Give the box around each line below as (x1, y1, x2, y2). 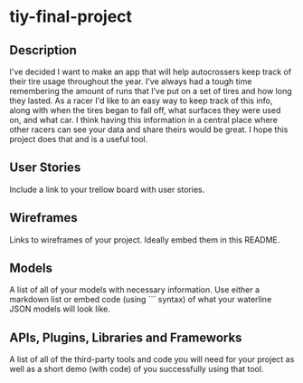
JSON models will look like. (9, 303, 110, 314)
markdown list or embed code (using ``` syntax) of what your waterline (9, 294, 272, 305)
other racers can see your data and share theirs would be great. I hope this (9, 124, 289, 135)
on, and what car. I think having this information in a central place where (9, 115, 279, 125)
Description (9, 43, 77, 58)
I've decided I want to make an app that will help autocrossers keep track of (9, 66, 292, 77)
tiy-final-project (9, 6, 133, 27)
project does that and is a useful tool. (9, 134, 148, 144)
